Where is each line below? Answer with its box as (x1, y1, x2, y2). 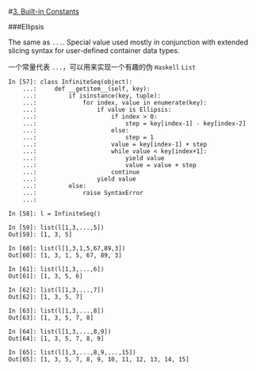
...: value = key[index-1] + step (22, 140, 208, 148)
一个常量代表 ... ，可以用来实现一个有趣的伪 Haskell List (8, 63, 197, 71)
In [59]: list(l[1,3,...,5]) (8, 224, 105, 231)
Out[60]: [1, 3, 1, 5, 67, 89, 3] (8, 251, 123, 259)
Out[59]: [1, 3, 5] (8, 231, 73, 239)
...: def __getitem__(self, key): (22, 85, 151, 93)
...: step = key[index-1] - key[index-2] (22, 120, 246, 128)
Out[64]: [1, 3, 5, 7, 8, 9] (8, 335, 105, 342)
